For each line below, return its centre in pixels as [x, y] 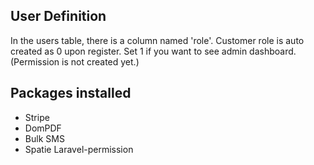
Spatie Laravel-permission [79, 149]
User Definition [58, 16]
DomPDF [43, 128]
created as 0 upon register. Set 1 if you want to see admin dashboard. [153, 51]
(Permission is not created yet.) [75, 61]
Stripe [37, 117]
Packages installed [71, 93]
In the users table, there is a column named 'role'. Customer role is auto [157, 40]
